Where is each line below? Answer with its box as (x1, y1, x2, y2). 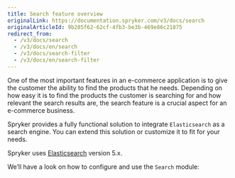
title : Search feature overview (7, 10, 103, 18)
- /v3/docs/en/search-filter (13, 57, 100, 64)
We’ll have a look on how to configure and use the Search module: (7, 162, 200, 171)
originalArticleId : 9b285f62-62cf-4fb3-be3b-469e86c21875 (7, 23, 182, 30)
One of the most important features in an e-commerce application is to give (7, 76, 228, 84)
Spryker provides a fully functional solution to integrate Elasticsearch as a (7, 120, 225, 128)
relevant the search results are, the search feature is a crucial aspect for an (7, 99, 227, 107)
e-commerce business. (7, 106, 75, 114)
